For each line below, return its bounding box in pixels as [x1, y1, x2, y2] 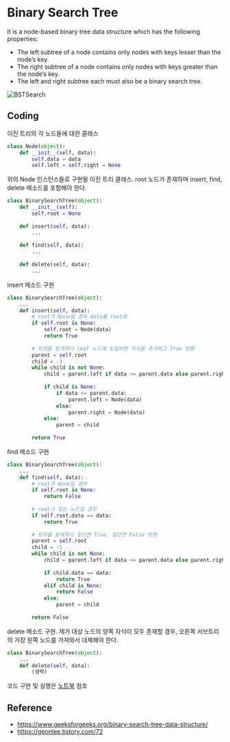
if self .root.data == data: [31, 512, 112, 519]
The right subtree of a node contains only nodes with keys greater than [16, 62, 218, 71]
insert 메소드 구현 [7, 281, 55, 289]
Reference [7, 702, 53, 713]
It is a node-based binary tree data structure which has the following [7, 27, 201, 36]
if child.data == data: [43, 570, 112, 576]
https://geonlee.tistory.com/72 [16, 728, 103, 736]
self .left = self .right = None [31, 162, 121, 169]
